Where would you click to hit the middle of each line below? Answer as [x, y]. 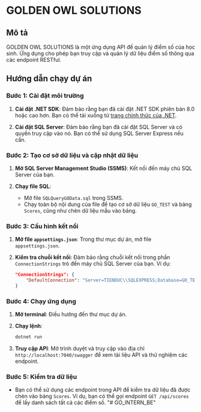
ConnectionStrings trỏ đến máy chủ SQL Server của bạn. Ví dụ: [93, 264]
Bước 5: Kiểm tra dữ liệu [42, 377]
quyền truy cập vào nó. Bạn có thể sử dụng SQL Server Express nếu [99, 133]
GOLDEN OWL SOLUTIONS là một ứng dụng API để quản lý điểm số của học [101, 47]
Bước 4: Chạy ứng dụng [41, 301]
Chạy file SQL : [33, 186]
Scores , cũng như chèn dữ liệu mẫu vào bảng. [80, 210]
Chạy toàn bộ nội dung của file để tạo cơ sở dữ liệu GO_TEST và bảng [108, 204]
